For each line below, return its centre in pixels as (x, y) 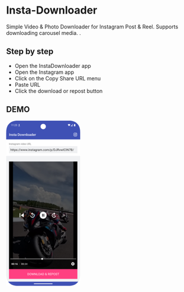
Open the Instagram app (44, 72)
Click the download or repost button (59, 91)
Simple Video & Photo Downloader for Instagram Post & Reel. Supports (92, 27)
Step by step (30, 52)
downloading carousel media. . (43, 33)
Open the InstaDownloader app (53, 66)
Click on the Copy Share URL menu (58, 78)
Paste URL (27, 85)
